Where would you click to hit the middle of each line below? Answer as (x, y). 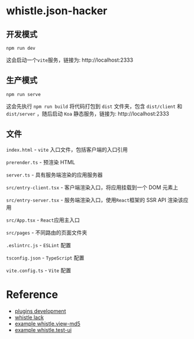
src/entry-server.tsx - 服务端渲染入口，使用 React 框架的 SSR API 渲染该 (95, 200)
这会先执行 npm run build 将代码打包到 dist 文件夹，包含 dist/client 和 (94, 106)
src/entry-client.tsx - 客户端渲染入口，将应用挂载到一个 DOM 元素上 (92, 187)
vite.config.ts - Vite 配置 (39, 270)
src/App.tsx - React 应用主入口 (43, 220)
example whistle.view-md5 (48, 324)
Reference (32, 294)
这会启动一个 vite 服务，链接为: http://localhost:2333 (70, 60)
